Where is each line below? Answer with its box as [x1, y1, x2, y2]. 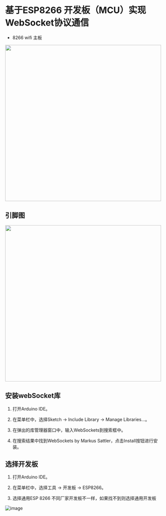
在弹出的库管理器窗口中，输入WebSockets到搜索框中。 [12, 427, 126, 433]
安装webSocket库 [5, 391, 61, 400]
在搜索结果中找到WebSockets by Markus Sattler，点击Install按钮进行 [12, 437, 154, 443]
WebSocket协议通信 [5, 17, 89, 28]
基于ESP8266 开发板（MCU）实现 [5, 4, 146, 16]
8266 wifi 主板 [12, 34, 42, 40]
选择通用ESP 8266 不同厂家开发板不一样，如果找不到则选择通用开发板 [12, 495, 157, 501]
